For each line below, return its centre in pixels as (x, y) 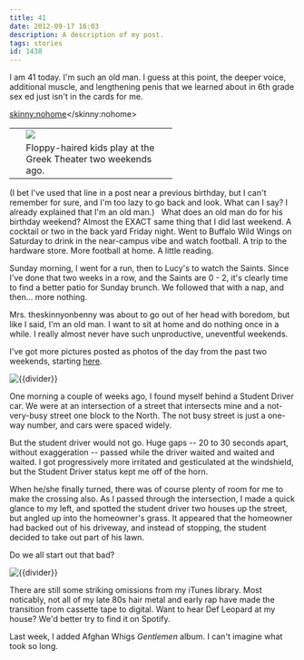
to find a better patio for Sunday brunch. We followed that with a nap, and (147, 287)
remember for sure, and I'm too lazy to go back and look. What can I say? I (149, 203)
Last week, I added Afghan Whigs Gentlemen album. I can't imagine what (146, 636)
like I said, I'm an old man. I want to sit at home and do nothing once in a (144, 325)
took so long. (34, 646)
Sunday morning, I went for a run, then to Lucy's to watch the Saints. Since (149, 268)
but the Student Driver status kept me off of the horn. (109, 471)
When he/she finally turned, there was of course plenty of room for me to (147, 490)
